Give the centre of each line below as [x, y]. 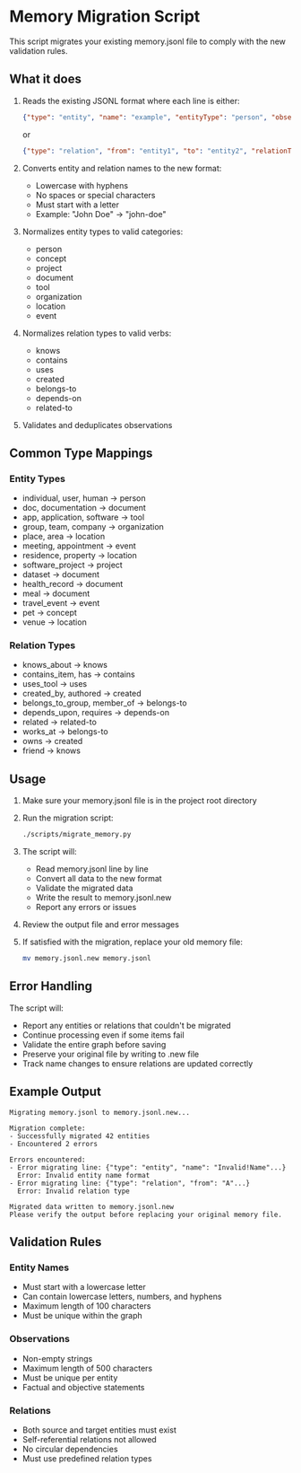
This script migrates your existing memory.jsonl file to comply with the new [148, 41]
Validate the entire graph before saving [94, 1044]
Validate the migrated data [84, 888]
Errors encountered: [48, 1160]
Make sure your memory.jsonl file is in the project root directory [139, 801]
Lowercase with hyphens [82, 185]
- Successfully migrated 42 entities [80, 1136]
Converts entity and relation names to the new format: [122, 168]
